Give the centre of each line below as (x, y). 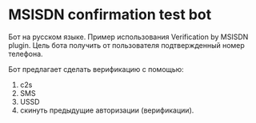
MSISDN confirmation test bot (110, 15)
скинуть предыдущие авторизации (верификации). (107, 110)
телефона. (26, 54)
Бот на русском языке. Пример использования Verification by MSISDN (128, 37)
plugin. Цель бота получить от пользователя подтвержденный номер (127, 45)
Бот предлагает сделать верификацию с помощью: (96, 69)
